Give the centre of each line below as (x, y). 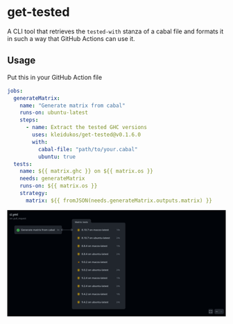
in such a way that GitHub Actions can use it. (71, 38)
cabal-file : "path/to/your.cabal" (88, 149)
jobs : (15, 91)
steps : (29, 120)
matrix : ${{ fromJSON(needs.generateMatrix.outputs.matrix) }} (119, 201)
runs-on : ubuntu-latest (54, 113)
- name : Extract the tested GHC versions (86, 128)
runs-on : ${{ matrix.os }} (59, 186)
